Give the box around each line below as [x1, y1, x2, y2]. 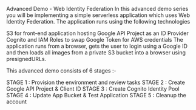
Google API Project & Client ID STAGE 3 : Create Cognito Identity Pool [6, 85, 180, 92]
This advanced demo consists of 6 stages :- [6, 67, 117, 74]
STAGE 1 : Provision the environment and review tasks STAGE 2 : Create [6, 79, 185, 86]
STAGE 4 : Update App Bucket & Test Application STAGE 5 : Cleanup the [6, 92, 186, 99]
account [6, 98, 27, 105]
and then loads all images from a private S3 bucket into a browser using [6, 49, 186, 56]
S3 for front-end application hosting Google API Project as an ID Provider [6, 30, 189, 37]
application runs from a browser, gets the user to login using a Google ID [6, 42, 188, 50]
